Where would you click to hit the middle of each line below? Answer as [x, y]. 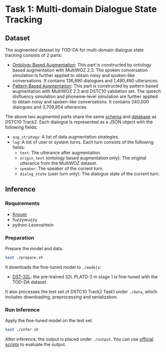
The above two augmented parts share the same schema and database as [81, 117]
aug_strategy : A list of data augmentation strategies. [66, 137]
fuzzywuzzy [25, 219]
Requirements [23, 204]
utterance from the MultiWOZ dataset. [58, 163]
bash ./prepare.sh [24, 257]
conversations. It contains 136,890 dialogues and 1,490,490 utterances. [85, 81]
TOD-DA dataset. [30, 282]
